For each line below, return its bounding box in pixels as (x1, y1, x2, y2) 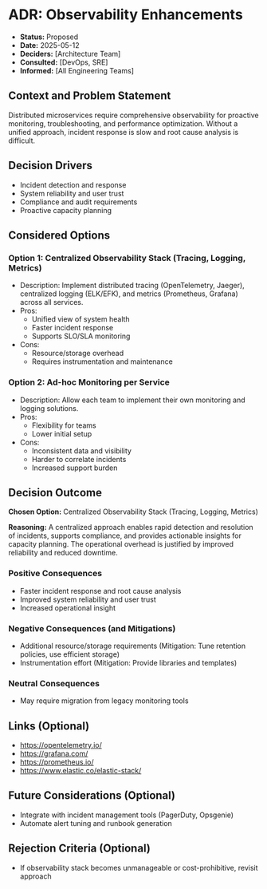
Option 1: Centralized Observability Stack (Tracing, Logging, (8, 252, 245, 263)
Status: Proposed (19, 32, 79, 41)
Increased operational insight (19, 603, 116, 612)
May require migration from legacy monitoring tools (19, 696, 189, 705)
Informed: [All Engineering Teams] (19, 65, 134, 75)
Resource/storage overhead (31, 349, 124, 358)
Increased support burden (31, 463, 118, 472)
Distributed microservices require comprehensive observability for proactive (8, 110, 259, 120)
